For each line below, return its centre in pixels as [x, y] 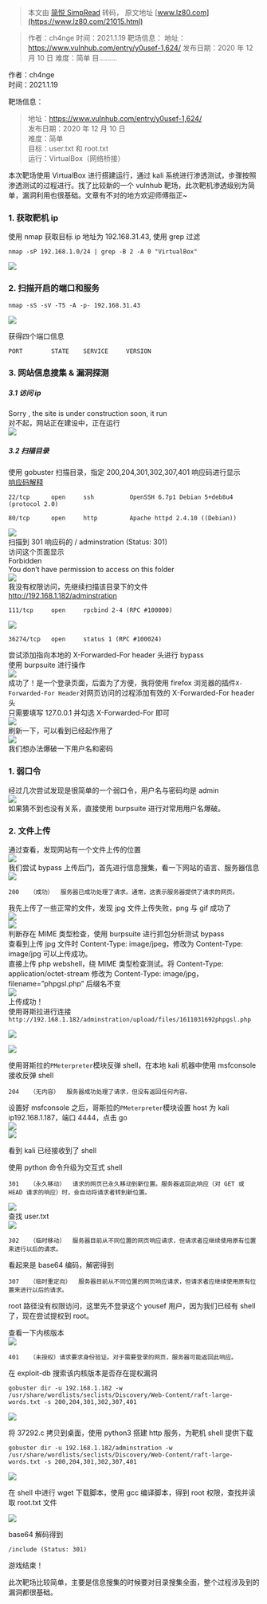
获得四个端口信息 [36, 336]
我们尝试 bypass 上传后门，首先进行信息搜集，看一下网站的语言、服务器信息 [134, 868]
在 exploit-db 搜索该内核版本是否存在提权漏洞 [83, 1373]
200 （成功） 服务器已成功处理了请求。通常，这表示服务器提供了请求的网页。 [124, 892]
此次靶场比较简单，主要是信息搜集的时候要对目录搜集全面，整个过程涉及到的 [134, 1582]
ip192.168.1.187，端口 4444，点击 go [68, 1118]
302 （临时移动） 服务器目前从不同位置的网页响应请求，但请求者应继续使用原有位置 [132, 1241]
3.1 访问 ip [25, 393]
